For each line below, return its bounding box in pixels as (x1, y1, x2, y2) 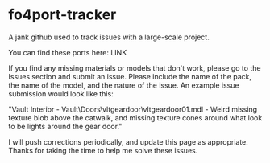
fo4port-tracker (8, 6, 117, 24)
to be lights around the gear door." (8, 121, 123, 131)
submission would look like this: (8, 88, 114, 98)
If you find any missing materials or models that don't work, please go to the (8, 63, 261, 73)
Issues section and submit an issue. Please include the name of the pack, (8, 71, 252, 81)
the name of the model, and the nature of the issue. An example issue (8, 80, 239, 90)
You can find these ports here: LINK (8, 47, 127, 57)
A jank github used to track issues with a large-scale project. (8, 32, 210, 42)
